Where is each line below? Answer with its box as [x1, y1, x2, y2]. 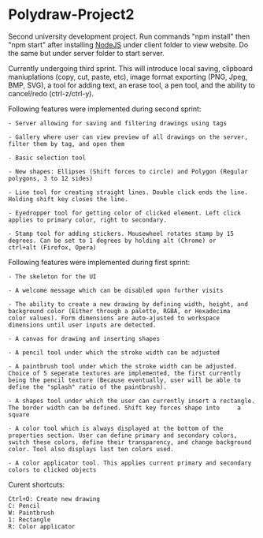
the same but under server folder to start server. [8, 48, 165, 58]
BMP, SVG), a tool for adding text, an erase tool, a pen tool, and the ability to [8, 80, 256, 90]
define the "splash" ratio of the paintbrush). [8, 383, 168, 391]
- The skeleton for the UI [8, 272, 97, 281]
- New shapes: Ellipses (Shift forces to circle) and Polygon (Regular [8, 167, 248, 175]
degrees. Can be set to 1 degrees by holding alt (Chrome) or [8, 237, 217, 245]
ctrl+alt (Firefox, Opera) [8, 243, 97, 252]
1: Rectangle [8, 515, 51, 524]
